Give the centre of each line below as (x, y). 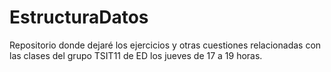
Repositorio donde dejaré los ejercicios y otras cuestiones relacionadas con (165, 45)
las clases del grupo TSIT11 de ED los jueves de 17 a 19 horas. (136, 55)
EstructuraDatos (79, 17)
